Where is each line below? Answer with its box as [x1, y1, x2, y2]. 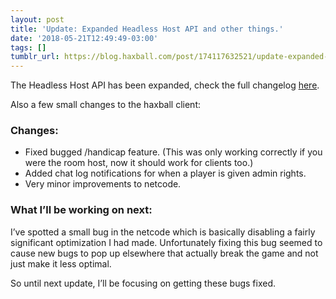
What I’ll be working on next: [10, 203, 153, 217]
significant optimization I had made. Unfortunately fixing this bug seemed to [10, 236, 323, 248]
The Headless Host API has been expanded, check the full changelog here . [10, 79, 320, 91]
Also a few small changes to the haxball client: [10, 99, 201, 111]
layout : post [10, 14, 65, 25]
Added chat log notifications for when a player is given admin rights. [24, 167, 307, 180]
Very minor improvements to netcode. [24, 178, 182, 190]
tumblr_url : [10, 52, 60, 62]
